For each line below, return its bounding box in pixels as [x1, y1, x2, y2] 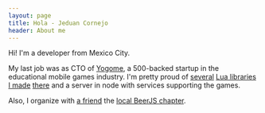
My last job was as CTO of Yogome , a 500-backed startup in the [8, 64, 220, 73]
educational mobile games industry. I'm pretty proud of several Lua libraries [8, 72, 257, 82]
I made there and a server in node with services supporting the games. [8, 80, 241, 90]
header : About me [8, 26, 66, 34]
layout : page [8, 11, 52, 20]
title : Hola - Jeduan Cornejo [8, 19, 109, 27]
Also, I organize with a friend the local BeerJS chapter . [8, 96, 186, 106]
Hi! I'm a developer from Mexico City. [8, 49, 131, 58]
